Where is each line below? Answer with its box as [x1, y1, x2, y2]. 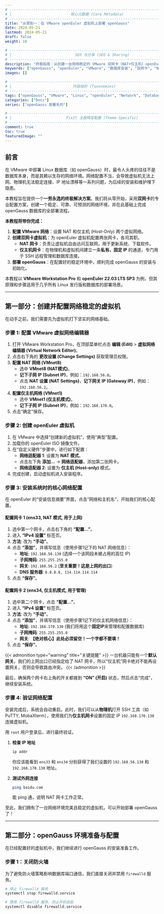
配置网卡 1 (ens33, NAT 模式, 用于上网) [5, 514, 83, 520]
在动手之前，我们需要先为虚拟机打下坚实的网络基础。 [5, 316, 112, 322]
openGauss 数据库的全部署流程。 [5, 208, 72, 214]
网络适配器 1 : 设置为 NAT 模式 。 [19, 452, 83, 458]
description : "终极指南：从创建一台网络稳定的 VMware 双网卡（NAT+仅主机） [5, 62, 145, 67]
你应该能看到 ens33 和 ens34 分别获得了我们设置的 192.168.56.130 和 [12, 758, 149, 764]
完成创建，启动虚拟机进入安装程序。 [12, 470, 85, 477]
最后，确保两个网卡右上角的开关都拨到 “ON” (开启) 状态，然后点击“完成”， [5, 675, 155, 681]
